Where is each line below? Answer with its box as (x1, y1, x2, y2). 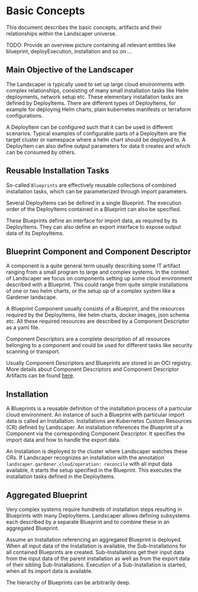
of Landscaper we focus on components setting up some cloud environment (6, 275, 193, 282)
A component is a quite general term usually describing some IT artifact (6, 262, 181, 270)
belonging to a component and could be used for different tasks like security (6, 342, 193, 349)
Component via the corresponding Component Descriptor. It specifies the (6, 430, 185, 437)
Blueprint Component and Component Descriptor (6, 247, 191, 257)
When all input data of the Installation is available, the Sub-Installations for (6, 542, 187, 549)
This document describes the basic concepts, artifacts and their (6, 24, 163, 31)
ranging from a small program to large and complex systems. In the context (6, 268, 189, 276)
